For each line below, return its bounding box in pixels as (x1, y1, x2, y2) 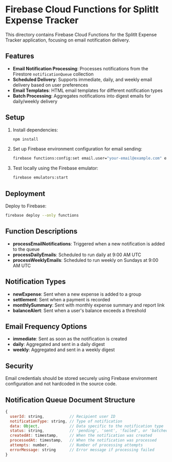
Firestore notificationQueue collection (12, 71, 94, 77)
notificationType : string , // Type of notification (10, 418, 123, 424)
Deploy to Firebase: (5, 203, 47, 209)
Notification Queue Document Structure (5, 395, 136, 404)
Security (5, 361, 33, 370)
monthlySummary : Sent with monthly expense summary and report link (12, 302, 165, 308)
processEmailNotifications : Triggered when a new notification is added (12, 240, 165, 247)
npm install (12, 137, 38, 142)
